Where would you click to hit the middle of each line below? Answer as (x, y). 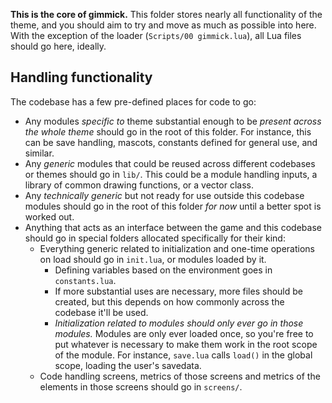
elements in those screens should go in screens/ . (141, 386)
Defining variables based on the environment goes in (163, 270)
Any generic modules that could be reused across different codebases (170, 163)
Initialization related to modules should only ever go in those (179, 323)
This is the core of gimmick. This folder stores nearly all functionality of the (166, 14)
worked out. (49, 216)
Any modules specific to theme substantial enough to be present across (173, 121)
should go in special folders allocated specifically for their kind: (155, 238)
